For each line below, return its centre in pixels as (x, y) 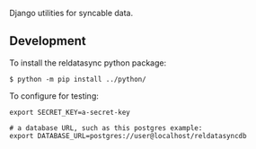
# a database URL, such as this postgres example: (106, 128)
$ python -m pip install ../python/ (78, 79)
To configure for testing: (54, 96)
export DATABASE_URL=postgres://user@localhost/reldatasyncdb (128, 136)
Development (48, 41)
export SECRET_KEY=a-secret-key (70, 112)
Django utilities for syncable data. (71, 13)
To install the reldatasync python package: (88, 63)
